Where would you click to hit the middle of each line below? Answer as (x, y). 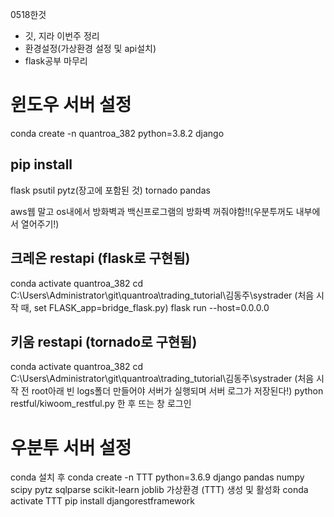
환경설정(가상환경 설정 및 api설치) (90, 48)
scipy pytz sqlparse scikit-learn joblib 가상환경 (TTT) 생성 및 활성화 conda (159, 490)
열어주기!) (40, 224)
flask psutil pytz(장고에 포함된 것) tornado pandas (110, 190)
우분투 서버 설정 (71, 447)
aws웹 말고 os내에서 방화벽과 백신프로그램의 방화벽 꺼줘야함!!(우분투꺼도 (152, 211)
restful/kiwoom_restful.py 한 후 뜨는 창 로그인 (101, 404)
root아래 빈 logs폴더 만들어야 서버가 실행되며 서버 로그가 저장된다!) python (177, 391)
